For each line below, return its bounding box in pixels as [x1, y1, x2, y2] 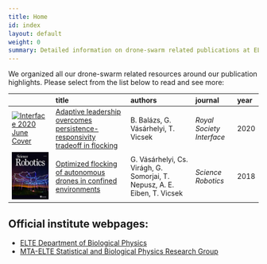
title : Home [8, 13, 48, 21]
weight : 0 [8, 38, 41, 46]
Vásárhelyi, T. [130, 123, 175, 133]
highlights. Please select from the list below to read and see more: [8, 78, 225, 87]
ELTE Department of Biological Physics [19, 238, 147, 247]
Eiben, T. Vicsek [130, 188, 184, 198]
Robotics [195, 176, 225, 185]
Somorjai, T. [130, 172, 170, 181]
